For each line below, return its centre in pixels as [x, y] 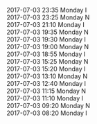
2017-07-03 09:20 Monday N [48, 106]
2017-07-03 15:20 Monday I [46, 69]
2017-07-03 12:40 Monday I [46, 83]
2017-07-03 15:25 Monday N [47, 61]
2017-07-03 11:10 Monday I [45, 98]
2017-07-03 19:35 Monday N [47, 32]
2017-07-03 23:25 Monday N [48, 17]
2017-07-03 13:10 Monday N [47, 76]
